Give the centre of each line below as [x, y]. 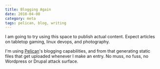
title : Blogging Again [28, 9]
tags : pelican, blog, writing [36, 23]
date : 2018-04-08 [23, 14]
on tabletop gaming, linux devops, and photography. [58, 42]
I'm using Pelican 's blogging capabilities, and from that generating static [78, 51]
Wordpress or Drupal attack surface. [42, 61]
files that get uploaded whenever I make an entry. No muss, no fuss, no [77, 56]
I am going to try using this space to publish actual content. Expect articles [80, 37]
